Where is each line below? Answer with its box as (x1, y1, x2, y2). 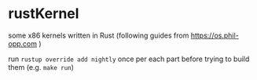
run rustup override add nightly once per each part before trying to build (8, 54, 250, 64)
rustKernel (8, 5, 79, 23)
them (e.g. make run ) (8, 62, 75, 71)
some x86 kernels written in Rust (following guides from (8, 31, 189, 40)
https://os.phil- (190, 31, 240, 40)
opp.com (8, 38, 38, 48)
